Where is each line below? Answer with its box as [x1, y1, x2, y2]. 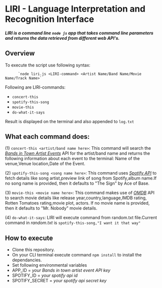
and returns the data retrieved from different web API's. [5, 35, 120, 41]
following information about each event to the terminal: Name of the [5, 156, 140, 161]
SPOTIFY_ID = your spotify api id [12, 272, 78, 278]
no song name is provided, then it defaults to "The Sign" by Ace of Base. [5, 180, 150, 186]
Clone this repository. [12, 247, 55, 253]
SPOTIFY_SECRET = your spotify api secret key [12, 278, 107, 284]
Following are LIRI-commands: [5, 84, 66, 90]
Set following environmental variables [12, 262, 87, 268]
